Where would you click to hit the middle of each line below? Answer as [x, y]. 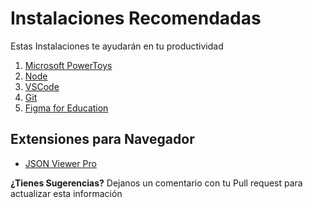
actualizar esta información [66, 193]
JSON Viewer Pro [60, 163]
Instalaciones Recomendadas [136, 18]
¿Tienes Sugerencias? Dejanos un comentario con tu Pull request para [156, 183]
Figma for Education [66, 108]
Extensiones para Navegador [102, 139]
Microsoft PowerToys [68, 65]
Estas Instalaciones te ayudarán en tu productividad [117, 46]
